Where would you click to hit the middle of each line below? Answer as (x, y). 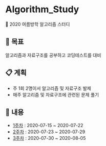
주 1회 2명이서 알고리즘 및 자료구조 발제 (52, 88)
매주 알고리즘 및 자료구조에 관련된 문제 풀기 (56, 94)
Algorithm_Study (42, 9)
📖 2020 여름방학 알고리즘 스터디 (38, 24)
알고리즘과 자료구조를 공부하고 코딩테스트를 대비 (53, 55)
